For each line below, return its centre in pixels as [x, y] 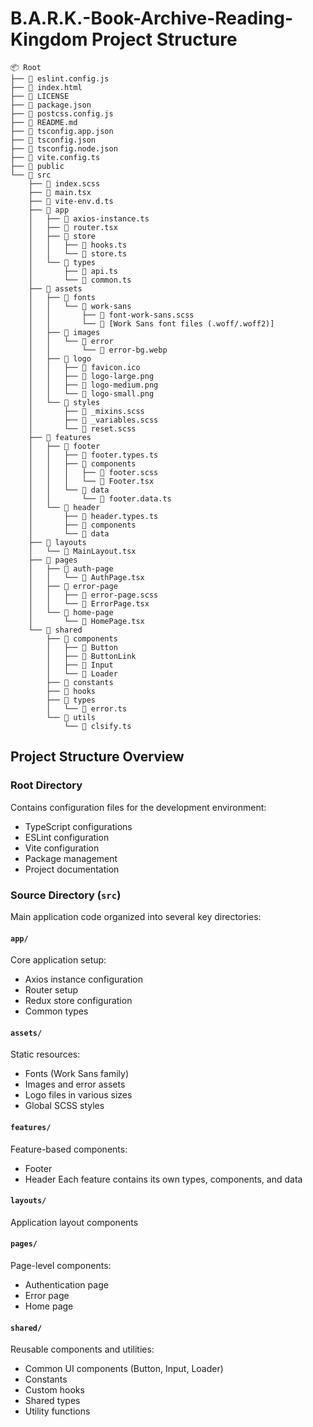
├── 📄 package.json [51, 105]
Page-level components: [61, 1265]
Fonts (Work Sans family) [76, 1074]
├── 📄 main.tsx [60, 192]
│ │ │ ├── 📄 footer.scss [93, 472]
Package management [71, 858]
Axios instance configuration [84, 979]
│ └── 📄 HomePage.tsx [86, 621]
